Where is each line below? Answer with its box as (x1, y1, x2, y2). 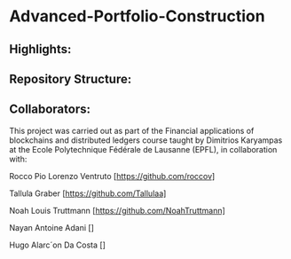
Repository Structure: (9, 71, 132, 86)
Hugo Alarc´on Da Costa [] (9, 239, 106, 250)
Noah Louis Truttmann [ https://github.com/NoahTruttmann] (9, 205, 226, 216)
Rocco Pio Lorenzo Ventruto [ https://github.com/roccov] (9, 170, 216, 181)
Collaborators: (9, 102, 91, 117)
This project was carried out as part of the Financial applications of (9, 125, 255, 136)
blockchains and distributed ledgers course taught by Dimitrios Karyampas (9, 135, 283, 145)
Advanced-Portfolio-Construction (9, 6, 265, 27)
